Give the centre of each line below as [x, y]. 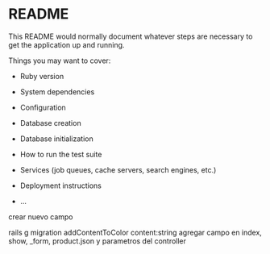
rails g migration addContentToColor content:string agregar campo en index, [135, 232]
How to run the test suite [61, 154]
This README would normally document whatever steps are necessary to [131, 36]
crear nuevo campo [41, 217]
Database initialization [57, 139]
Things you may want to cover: [60, 60]
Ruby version [42, 76]
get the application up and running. [66, 44]
